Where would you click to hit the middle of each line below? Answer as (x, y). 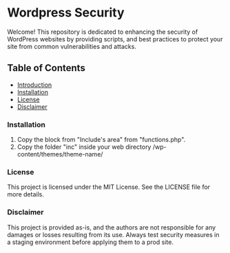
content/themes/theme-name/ (60, 154)
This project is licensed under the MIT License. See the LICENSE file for (109, 187)
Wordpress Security (66, 13)
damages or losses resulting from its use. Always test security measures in (113, 234)
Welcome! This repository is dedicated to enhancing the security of (103, 32)
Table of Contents (46, 68)
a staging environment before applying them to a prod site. (91, 242)
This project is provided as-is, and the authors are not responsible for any (112, 227)
